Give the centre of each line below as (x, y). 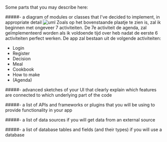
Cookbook (23, 69)
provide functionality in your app (39, 110)
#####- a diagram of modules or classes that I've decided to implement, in (82, 17)
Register (21, 53)
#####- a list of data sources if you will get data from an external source (80, 120)
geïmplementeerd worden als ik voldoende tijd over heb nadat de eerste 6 (81, 33)
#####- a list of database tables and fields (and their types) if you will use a (83, 129)
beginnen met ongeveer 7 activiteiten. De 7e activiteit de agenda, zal (76, 28)
